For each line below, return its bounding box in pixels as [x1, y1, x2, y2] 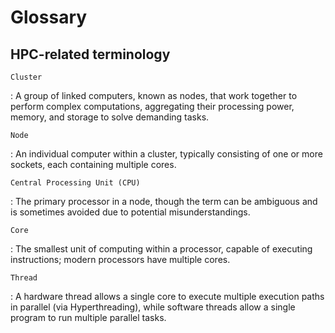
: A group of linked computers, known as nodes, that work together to [10, 90, 298, 101]
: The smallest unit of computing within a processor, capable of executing [10, 243, 313, 255]
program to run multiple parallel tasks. [10, 312, 167, 323]
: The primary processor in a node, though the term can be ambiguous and [10, 196, 318, 207]
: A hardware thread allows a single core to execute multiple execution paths [10, 291, 325, 302]
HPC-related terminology [10, 46, 171, 63]
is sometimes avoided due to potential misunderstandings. [10, 206, 251, 218]
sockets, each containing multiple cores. [10, 159, 177, 170]
